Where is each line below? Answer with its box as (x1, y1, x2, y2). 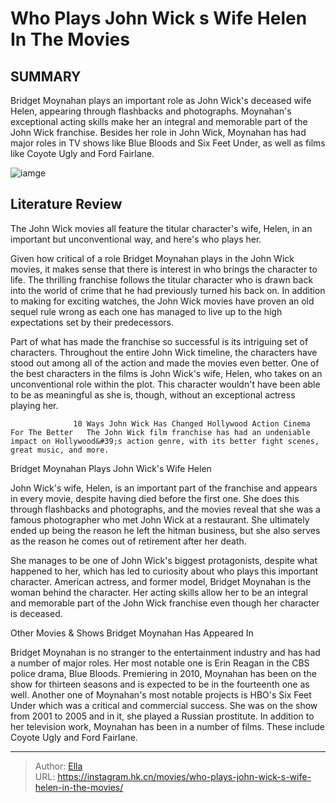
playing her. (10, 399, 59, 411)
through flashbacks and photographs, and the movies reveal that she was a (10, 503, 321, 515)
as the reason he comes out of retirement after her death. (10, 535, 247, 547)
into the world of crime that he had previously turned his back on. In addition (10, 284, 326, 296)
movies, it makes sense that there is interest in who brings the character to (10, 263, 318, 275)
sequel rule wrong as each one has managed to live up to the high (10, 305, 283, 317)
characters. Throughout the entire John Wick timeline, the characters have (10, 346, 318, 358)
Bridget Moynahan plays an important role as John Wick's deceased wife (10, 95, 312, 106)
